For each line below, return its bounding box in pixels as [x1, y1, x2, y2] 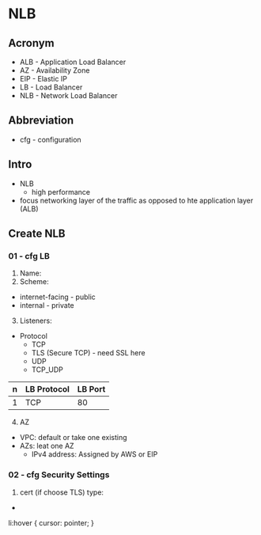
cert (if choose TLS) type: [19, 488, 104, 497]
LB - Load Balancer [19, 82, 83, 92]
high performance [31, 187, 91, 196]
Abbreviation [8, 114, 74, 127]
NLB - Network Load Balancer [19, 91, 118, 100]
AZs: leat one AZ [19, 441, 74, 451]
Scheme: [19, 277, 49, 286]
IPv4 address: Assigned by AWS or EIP [31, 450, 158, 459]
